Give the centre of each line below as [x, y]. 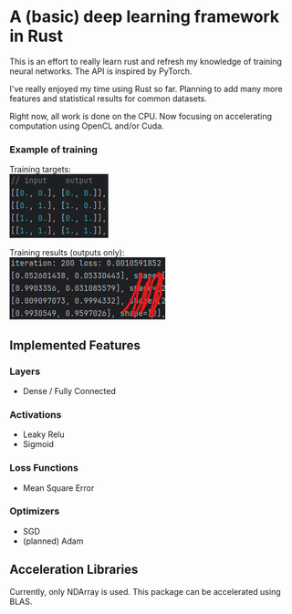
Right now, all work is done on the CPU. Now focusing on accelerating [141, 116]
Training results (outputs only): [67, 253]
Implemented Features [75, 345]
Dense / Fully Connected [69, 390]
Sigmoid [38, 444]
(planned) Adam [53, 541]
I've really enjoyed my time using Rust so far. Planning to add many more [146, 88]
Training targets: [40, 170]
